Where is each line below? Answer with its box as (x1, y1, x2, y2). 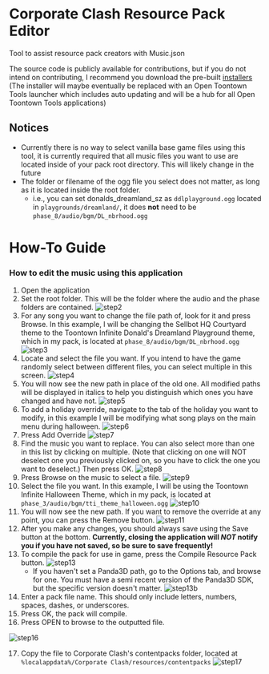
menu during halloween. (20, 422, 101, 431)
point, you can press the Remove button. (20, 515, 155, 525)
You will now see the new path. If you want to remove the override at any (20, 507, 262, 517)
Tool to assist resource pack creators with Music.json (9, 48, 185, 58)
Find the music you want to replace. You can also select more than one (20, 438, 255, 449)
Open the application (20, 285, 90, 295)
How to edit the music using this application (9, 267, 183, 278)
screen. (20, 370, 46, 381)
